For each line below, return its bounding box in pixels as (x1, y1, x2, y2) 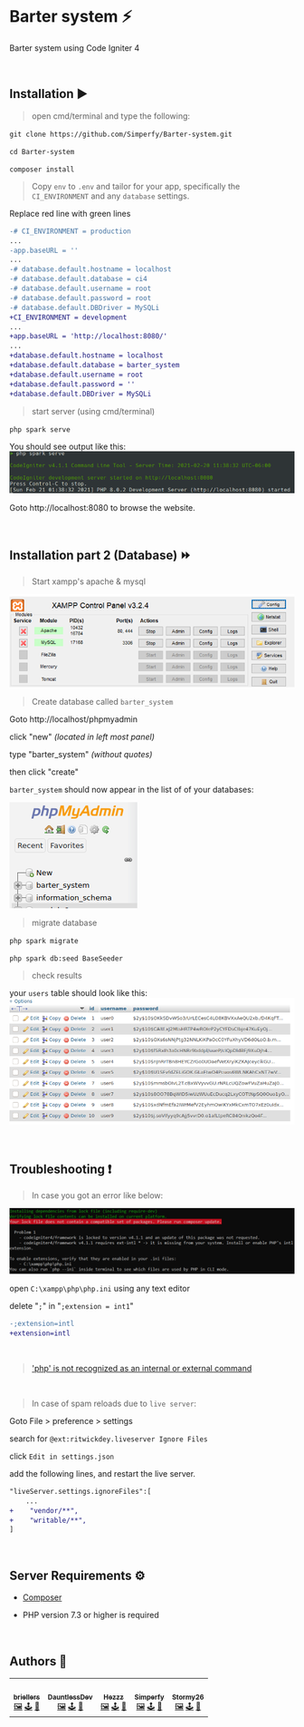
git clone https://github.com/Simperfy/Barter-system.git (9, 130, 233, 139)
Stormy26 (171, 1693, 204, 1702)
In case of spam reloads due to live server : (31, 1398, 197, 1409)
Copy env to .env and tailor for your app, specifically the (31, 181, 241, 191)
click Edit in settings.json (9, 1450, 115, 1461)
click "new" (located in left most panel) (9, 731, 156, 743)
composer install (9, 164, 75, 174)
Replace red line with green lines (9, 208, 131, 219)
